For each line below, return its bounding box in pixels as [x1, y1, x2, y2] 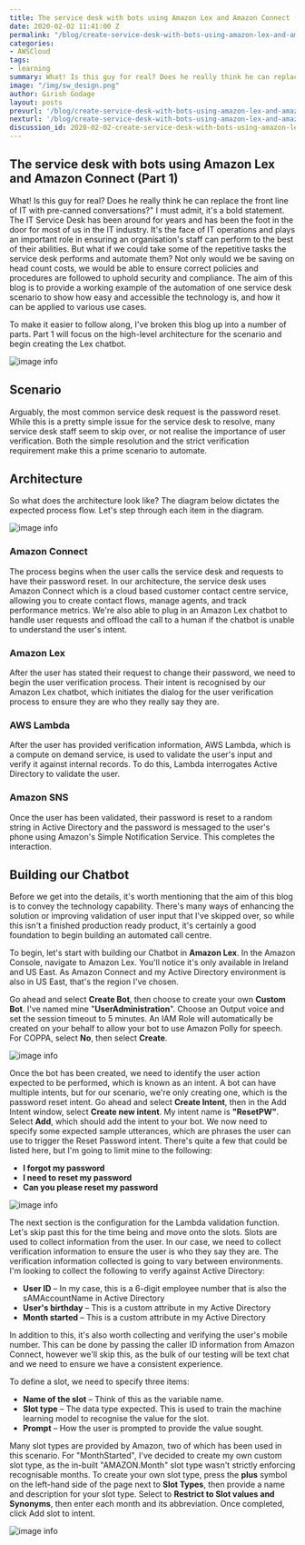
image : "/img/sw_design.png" [9, 81, 120, 90]
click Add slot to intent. [9, 1508, 95, 1519]
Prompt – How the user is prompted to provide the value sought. [22, 1423, 264, 1434]
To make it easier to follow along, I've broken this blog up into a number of [9, 319, 288, 330]
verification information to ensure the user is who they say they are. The [9, 1246, 279, 1257]
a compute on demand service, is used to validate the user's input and [9, 749, 273, 760]
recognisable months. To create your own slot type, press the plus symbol [9, 1470, 288, 1480]
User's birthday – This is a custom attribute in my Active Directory [22, 1302, 271, 1313]
